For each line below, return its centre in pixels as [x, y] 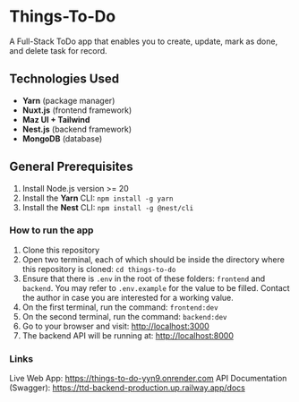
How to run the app [51, 230]
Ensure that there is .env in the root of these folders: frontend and [144, 278]
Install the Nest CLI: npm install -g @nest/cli [108, 207]
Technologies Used [64, 79]
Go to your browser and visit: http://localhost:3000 [116, 326]
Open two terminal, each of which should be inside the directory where [153, 259]
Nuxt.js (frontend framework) [77, 110]
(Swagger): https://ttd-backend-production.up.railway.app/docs [128, 388]
